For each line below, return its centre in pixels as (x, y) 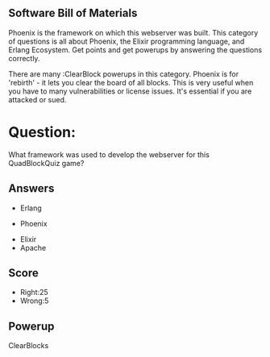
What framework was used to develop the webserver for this (109, 154)
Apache (33, 247)
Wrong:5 (34, 301)
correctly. (24, 58)
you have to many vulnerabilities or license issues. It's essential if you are (130, 91)
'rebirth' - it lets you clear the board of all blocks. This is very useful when (131, 82)
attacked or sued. (37, 99)
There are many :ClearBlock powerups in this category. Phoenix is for (124, 74)
